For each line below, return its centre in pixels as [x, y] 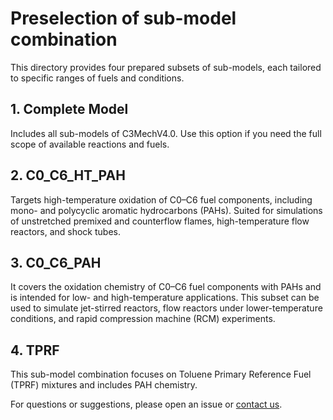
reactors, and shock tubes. [66, 231]
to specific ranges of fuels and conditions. [97, 78]
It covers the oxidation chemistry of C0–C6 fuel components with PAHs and [166, 287]
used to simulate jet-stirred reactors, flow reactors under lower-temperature [166, 308]
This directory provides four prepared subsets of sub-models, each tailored [166, 67]
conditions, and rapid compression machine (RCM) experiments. [143, 319]
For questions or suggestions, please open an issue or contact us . [146, 404]
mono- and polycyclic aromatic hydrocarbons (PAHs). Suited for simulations [166, 210]
